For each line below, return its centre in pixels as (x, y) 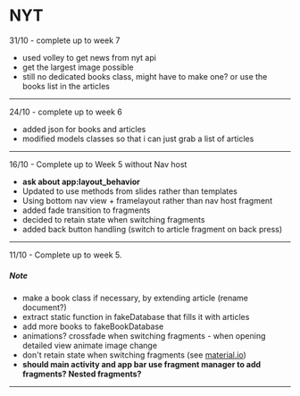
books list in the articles (66, 86)
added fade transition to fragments (86, 210)
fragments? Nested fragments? (82, 374)
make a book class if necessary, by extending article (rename (135, 298)
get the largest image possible (78, 67)
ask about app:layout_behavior (81, 181)
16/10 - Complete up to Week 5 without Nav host (98, 164)
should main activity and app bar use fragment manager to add (142, 364)
